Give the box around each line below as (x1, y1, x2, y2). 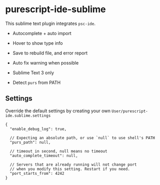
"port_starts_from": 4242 (10, 171, 65, 176)
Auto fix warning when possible (12, 59, 79, 66)
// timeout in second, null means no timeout (10, 148, 108, 153)
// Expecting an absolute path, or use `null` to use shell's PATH (10, 135, 155, 140)
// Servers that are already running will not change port (10, 162, 137, 167)
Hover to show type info (12, 40, 63, 46)
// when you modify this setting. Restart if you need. (10, 166, 130, 171)
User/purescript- (111, 108, 148, 114)
